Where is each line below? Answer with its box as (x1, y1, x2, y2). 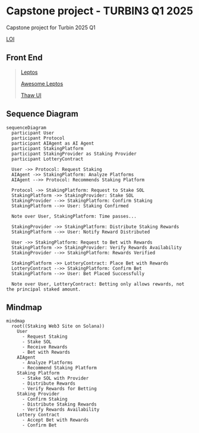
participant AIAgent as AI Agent (11, 140, 94, 147)
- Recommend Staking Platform (21, 365, 97, 371)
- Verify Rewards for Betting (21, 386, 97, 392)
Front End (6, 52, 43, 63)
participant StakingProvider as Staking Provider (11, 151, 137, 157)
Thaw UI (20, 91, 42, 99)
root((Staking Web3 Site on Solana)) (11, 323, 105, 329)
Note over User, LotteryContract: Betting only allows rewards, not (11, 281, 185, 287)
